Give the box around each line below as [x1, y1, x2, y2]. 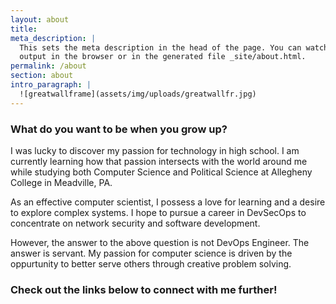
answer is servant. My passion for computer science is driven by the [10, 247, 293, 259]
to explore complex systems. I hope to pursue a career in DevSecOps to [10, 206, 307, 218]
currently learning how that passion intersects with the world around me [10, 155, 308, 167]
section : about [10, 71, 74, 81]
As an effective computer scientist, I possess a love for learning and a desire [10, 196, 326, 208]
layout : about [10, 14, 70, 25]
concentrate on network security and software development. [10, 217, 261, 229]
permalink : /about [10, 61, 87, 71]
